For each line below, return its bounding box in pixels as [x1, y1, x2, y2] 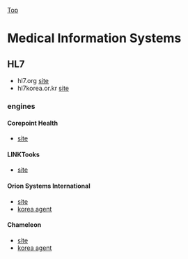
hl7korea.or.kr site [17, 84, 70, 92]
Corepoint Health [7, 119, 58, 127]
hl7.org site [17, 77, 49, 84]
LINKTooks [7, 150, 40, 158]
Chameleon [7, 221, 42, 229]
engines [7, 101, 36, 111]
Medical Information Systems [7, 31, 182, 46]
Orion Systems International [7, 182, 91, 190]
